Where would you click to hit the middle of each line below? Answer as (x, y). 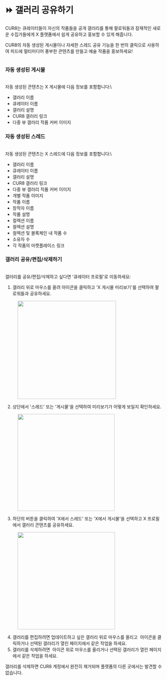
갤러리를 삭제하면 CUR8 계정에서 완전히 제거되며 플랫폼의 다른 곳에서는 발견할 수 (83, 666)
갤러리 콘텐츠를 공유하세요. (48, 525)
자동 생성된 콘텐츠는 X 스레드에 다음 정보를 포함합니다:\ (59, 154)
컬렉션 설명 (23, 227)
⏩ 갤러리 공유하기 (39, 10)
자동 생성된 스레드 (25, 137)
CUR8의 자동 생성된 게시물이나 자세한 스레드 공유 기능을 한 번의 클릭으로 (76, 45)
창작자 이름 (23, 208)
